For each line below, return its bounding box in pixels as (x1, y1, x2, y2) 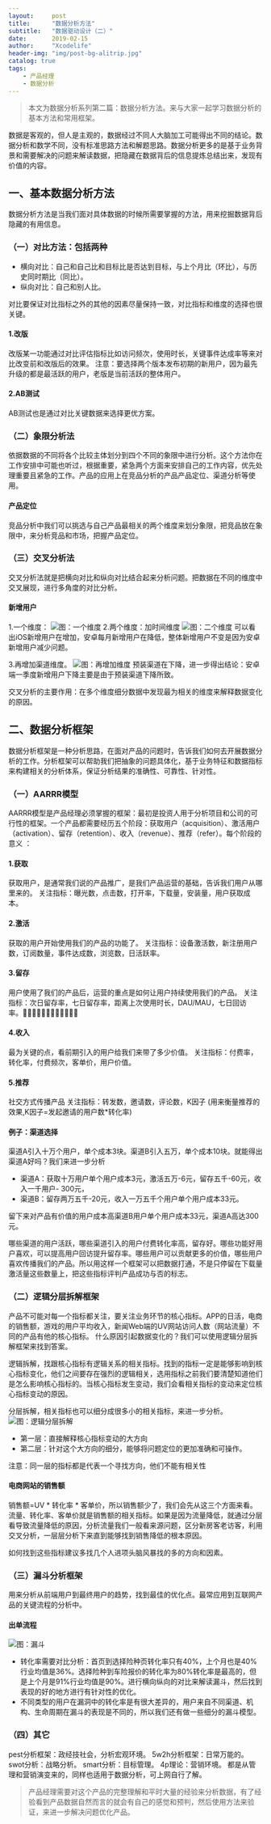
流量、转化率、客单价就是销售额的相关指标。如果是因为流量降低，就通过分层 (8, 1510, 263, 1520)
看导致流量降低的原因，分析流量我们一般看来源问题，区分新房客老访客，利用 (8, 1520, 263, 1530)
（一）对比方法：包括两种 (8, 242, 108, 253)
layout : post (8, 11, 67, 20)
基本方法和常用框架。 (27, 112, 99, 122)
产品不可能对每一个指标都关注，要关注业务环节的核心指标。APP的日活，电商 (8, 1311, 263, 1321)
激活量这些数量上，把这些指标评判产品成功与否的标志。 (8, 1269, 192, 1279)
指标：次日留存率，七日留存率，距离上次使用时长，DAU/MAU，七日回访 (8, 997, 248, 1007)
